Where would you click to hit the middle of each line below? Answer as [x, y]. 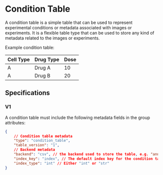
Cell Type [19, 59]
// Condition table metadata [43, 136]
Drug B [42, 76]
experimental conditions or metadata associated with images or [68, 27]
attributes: [15, 122]
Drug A [43, 68]
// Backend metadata [34, 150]
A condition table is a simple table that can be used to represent [69, 22]
